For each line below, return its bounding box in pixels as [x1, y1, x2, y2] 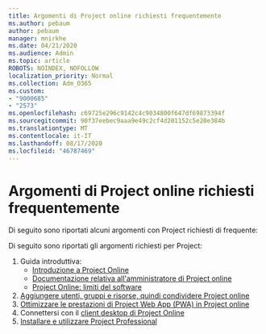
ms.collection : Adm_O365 [8, 79, 92, 87]
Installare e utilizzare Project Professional [19, 316, 157, 327]
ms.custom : [8, 86, 45, 95]
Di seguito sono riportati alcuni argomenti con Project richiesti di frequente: [8, 225, 258, 235]
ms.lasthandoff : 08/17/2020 [8, 139, 103, 148]
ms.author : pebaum [8, 19, 70, 27]
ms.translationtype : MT [8, 124, 89, 132]
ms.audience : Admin [8, 49, 74, 57]
